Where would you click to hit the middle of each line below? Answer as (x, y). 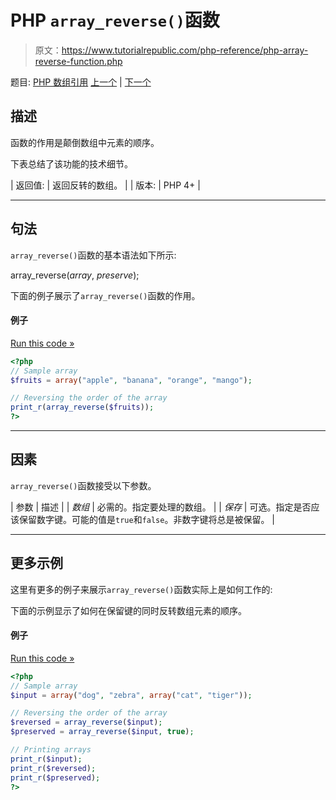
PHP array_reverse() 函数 (115, 20)
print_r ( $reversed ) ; (53, 768)
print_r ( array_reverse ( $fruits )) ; (82, 407)
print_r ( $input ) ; (46, 759)
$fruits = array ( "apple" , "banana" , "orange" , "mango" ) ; (131, 380)
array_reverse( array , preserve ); (75, 275)
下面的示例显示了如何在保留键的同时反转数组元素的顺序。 (128, 610)
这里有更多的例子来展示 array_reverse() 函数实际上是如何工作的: (141, 589)
